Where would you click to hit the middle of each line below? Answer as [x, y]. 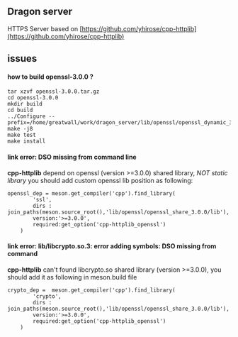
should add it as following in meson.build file [72, 277]
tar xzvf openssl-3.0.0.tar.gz [53, 92]
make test [22, 135]
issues [22, 59]
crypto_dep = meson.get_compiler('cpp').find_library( [91, 290]
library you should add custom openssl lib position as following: [100, 180]
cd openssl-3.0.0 [33, 98]
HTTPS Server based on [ [45, 28]
